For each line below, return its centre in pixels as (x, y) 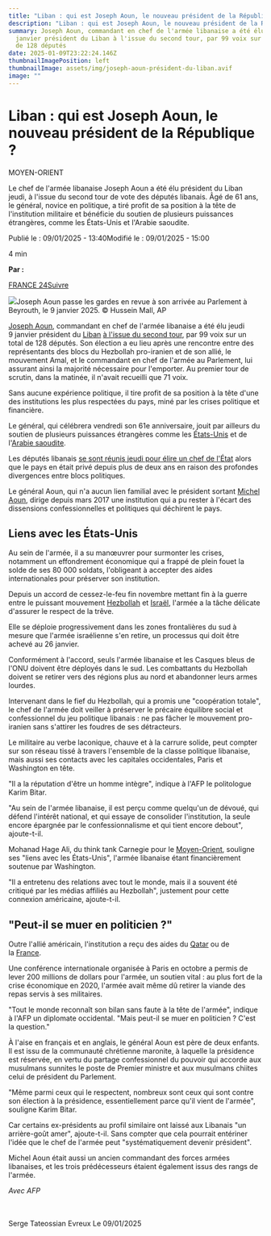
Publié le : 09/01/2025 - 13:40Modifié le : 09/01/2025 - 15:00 (109, 238)
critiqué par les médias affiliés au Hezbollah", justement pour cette (119, 891)
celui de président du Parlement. (63, 1077)
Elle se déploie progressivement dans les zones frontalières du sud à (123, 627)
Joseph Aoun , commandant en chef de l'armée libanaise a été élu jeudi (127, 326)
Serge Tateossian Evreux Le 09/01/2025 (75, 1224)
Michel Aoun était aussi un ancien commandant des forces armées (119, 1158)
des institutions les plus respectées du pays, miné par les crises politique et (134, 401)
